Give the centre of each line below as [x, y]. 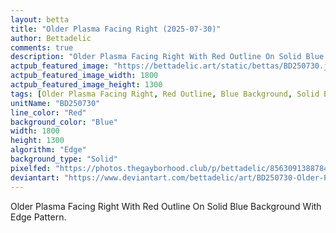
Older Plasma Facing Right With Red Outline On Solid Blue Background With [166, 206]
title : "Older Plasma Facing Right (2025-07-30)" [116, 29]
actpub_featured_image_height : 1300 [86, 85]
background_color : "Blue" [64, 122]
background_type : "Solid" [64, 159]
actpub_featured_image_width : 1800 [84, 76]
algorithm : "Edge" [48, 150]
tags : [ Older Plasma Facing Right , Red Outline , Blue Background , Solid [165, 94]
